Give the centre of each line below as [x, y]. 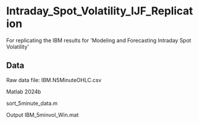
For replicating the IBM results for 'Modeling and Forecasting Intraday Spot [99, 40]
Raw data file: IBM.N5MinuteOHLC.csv [54, 80]
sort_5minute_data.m [32, 103]
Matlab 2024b [24, 92]
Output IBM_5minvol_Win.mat [43, 114]
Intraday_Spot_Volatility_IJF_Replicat [100, 11]
